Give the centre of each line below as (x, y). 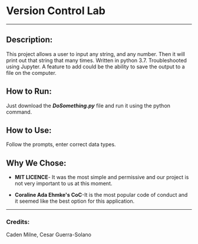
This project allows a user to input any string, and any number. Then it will (96, 54)
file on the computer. (32, 72)
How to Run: (29, 92)
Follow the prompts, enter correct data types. (61, 144)
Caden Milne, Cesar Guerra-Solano (49, 235)
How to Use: (29, 130)
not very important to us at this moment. (63, 183)
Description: (29, 40)
